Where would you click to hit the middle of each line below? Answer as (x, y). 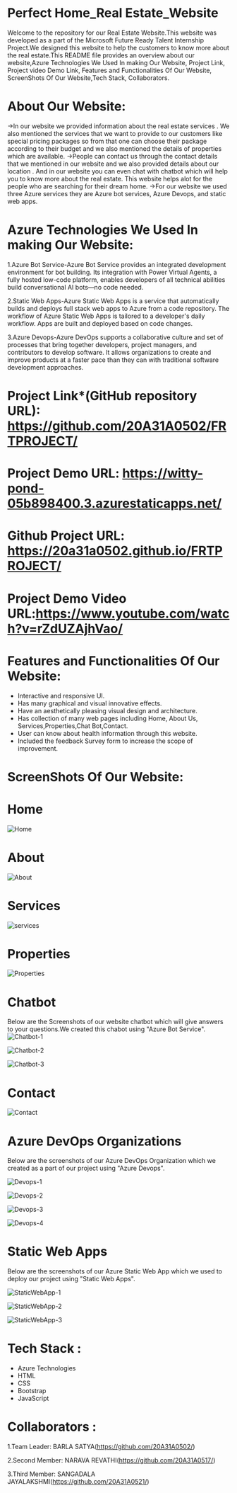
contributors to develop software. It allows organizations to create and (109, 352)
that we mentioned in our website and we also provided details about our (113, 164)
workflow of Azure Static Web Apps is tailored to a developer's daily (106, 316)
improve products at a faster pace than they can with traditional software (113, 360)
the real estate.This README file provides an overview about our (101, 55)
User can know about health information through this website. (107, 733)
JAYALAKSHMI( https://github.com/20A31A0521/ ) (78, 1482)
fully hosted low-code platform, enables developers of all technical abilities (116, 279)
